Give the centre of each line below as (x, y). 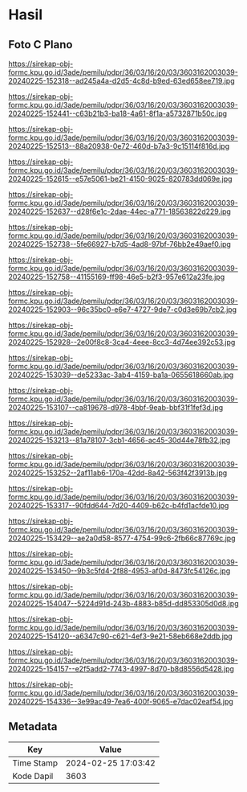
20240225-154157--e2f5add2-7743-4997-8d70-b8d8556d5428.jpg (121, 669)
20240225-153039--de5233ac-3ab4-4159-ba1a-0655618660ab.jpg (121, 375)
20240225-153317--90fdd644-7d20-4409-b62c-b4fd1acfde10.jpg (119, 505)
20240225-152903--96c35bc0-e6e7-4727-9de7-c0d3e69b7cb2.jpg (123, 310)
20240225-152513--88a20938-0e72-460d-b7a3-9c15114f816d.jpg (119, 146)
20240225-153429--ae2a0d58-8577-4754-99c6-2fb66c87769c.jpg (122, 538)
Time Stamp (35, 763)
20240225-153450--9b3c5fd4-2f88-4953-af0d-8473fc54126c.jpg (119, 571)
